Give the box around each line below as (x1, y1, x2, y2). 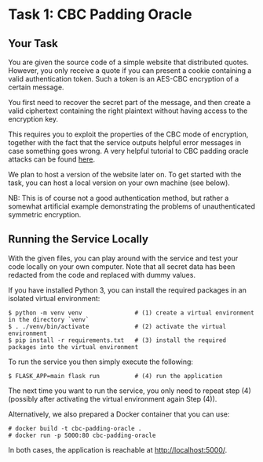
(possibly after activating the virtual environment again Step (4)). (8, 394, 217, 403)
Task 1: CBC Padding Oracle (8, 5, 192, 24)
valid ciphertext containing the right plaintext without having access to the (8, 106, 248, 115)
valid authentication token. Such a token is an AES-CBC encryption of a (8, 75, 239, 83)
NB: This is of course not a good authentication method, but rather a (8, 194, 229, 202)
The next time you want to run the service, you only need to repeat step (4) (8, 386, 251, 395)
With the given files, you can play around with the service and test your (8, 253, 239, 263)
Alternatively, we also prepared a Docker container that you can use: (8, 409, 230, 419)
